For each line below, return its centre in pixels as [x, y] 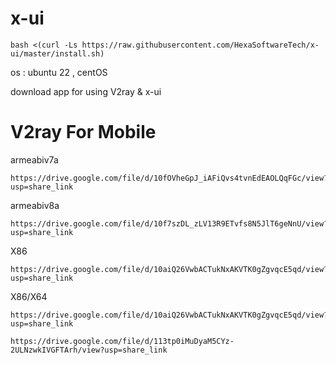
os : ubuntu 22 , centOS [59, 72]
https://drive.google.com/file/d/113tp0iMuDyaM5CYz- [122, 341]
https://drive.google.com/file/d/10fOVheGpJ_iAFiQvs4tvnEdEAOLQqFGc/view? [169, 178]
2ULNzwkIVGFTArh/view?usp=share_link [89, 350]
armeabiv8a [35, 205]
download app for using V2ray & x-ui [86, 91]
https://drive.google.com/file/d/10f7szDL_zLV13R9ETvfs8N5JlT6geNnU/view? [169, 223]
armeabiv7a [34, 159]
